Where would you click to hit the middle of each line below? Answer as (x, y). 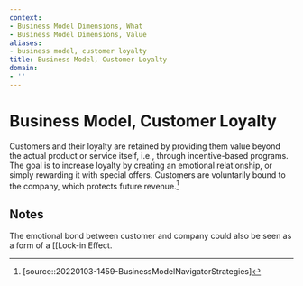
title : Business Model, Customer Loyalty (88, 60)
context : (26, 18)
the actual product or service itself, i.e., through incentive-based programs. (149, 155)
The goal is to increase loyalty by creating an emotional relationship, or (141, 165)
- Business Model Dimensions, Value (78, 34)
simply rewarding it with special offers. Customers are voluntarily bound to (147, 175)
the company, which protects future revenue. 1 (94, 185)
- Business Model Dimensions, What (76, 26)
